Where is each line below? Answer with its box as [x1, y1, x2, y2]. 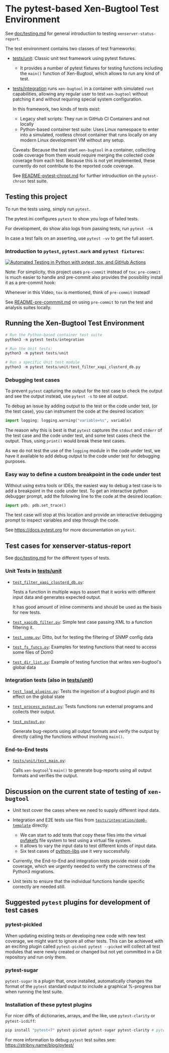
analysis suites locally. [5, 305, 52, 311]
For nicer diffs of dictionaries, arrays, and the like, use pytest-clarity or [5, 1013, 155, 1019]
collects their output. [12, 708, 56, 715]
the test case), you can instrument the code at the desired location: [5, 408, 144, 414]
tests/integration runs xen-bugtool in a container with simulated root [12, 85, 154, 91]
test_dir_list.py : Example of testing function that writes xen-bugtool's [12, 659, 162, 665]
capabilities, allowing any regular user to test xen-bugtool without [12, 91, 148, 97]
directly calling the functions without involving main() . [12, 733, 124, 739]
